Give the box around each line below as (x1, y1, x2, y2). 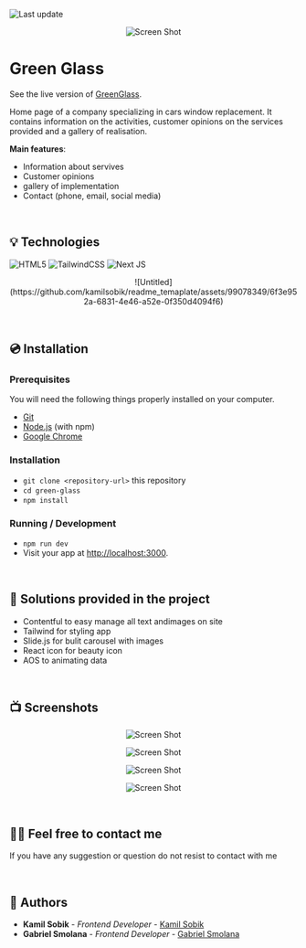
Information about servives (22, 161, 125, 172)
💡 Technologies (9, 234, 100, 250)
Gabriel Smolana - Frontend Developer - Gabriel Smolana (22, 929, 240, 940)
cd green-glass (22, 485, 81, 495)
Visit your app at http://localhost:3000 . (22, 548, 169, 559)
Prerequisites (9, 373, 70, 386)
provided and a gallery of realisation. (9, 125, 148, 136)
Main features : (9, 143, 67, 154)
